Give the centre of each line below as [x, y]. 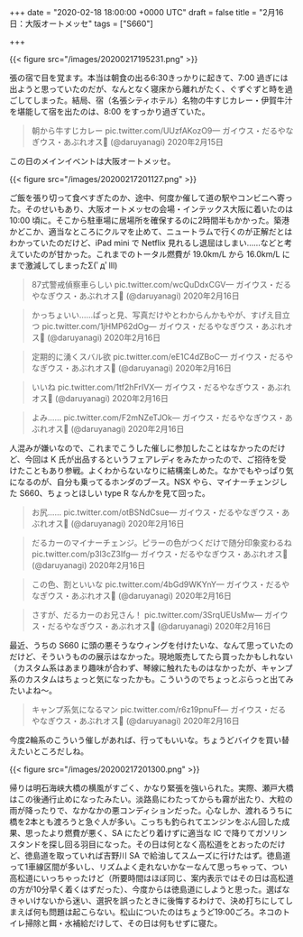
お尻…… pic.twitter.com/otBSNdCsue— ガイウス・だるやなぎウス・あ [161, 512]
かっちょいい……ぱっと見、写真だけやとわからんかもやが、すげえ [153, 315]
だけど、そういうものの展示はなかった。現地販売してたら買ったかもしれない [151, 657]
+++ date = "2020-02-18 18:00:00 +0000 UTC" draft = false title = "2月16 [147, 12]
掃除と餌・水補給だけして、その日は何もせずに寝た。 [124, 923]
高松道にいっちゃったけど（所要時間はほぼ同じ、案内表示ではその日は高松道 [151, 878]
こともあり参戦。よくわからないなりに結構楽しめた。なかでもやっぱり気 [159, 470]
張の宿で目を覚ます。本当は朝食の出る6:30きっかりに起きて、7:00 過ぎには [149, 78]
